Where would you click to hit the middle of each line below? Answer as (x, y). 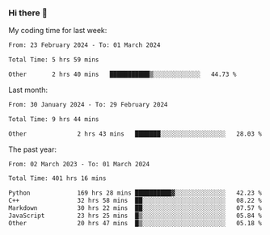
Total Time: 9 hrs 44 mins (54, 119)
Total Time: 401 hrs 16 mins (57, 178)
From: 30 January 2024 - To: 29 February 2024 (88, 104)
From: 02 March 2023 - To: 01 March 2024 (79, 164)
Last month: (28, 90)
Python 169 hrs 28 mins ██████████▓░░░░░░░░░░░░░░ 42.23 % (135, 193)
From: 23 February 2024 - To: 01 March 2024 (84, 45)
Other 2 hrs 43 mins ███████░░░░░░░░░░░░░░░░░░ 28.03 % (135, 134)
